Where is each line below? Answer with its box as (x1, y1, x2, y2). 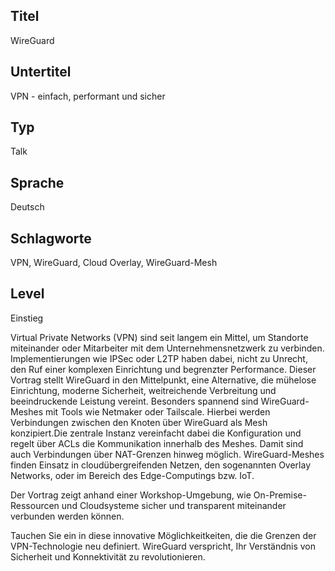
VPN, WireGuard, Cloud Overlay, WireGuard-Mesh (10, 257, 218, 269)
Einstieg (10, 312, 44, 324)
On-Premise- (253, 489, 307, 501)
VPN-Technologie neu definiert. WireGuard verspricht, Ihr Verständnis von (10, 540, 317, 552)
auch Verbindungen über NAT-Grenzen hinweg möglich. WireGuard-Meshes (10, 448, 325, 460)
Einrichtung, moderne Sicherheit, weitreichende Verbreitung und (10, 384, 277, 396)
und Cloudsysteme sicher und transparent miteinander (61, 499, 287, 511)
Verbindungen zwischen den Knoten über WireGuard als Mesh (10, 416, 268, 428)
